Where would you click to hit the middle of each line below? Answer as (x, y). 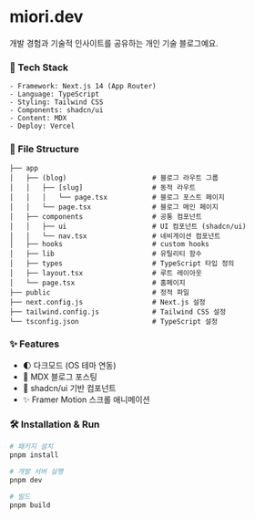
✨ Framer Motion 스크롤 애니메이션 (86, 400)
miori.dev (46, 17)
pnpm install (34, 455)
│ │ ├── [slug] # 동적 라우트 (102, 187)
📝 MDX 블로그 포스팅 (60, 377)
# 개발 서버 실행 (36, 472)
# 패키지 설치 (31, 447)
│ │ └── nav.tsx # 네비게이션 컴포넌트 (115, 236)
